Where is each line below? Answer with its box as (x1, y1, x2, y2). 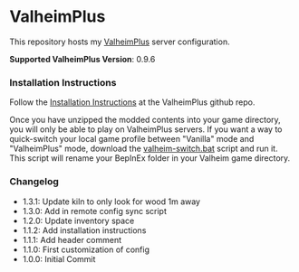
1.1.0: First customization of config (22, 244, 149, 255)
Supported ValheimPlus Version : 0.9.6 (9, 53, 156, 64)
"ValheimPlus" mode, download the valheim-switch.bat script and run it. (9, 143, 278, 155)
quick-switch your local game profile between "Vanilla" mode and (9, 134, 255, 145)
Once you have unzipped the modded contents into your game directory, (9, 115, 281, 126)
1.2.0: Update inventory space (22, 215, 135, 226)
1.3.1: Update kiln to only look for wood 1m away (22, 196, 201, 207)
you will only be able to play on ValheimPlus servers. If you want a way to (9, 124, 283, 135)
